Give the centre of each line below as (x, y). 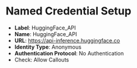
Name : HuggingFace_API (46, 34)
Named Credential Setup (68, 11)
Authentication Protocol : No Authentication (69, 53)
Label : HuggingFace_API (45, 28)
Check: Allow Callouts (42, 60)
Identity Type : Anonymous (48, 47)
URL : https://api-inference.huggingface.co (67, 40)
